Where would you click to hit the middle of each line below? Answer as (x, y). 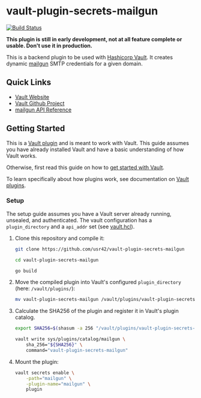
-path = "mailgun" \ (49, 378)
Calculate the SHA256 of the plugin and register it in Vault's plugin (97, 311)
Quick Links (29, 82)
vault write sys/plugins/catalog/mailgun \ (70, 339)
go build (26, 271)
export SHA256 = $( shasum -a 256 (54, 328)
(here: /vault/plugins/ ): (45, 288)
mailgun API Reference (43, 110)
